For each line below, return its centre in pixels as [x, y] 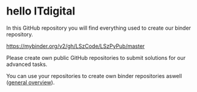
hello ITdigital [41, 11]
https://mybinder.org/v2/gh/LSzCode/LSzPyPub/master [76, 46]
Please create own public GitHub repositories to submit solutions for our [96, 57]
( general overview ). [31, 82]
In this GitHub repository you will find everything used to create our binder [99, 28]
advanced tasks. [27, 64]
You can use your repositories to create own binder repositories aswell [94, 76]
